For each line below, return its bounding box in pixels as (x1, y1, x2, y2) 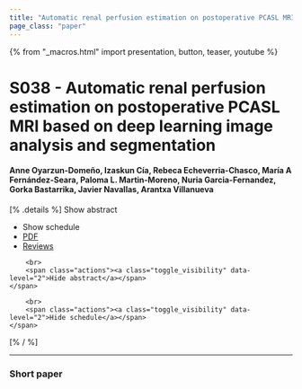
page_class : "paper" (9, 22, 87, 31)
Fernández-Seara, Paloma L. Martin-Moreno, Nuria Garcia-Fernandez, (9, 174, 277, 185)
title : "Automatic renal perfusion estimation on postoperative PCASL (9, 13, 280, 22)
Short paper (9, 367, 63, 380)
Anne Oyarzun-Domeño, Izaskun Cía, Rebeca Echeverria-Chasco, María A (9, 165, 292, 176)
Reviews (22, 240, 54, 252)
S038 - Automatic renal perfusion (9, 77, 267, 98)
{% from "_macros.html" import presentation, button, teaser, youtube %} (9, 46, 279, 57)
